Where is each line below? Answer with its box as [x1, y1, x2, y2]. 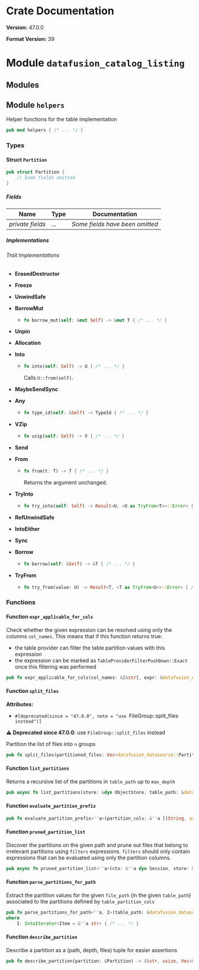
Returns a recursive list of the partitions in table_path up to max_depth [6, 777, 176, 785]
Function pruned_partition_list [6, 828, 86, 836]
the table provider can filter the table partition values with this [14, 644, 165, 651]
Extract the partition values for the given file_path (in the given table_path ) [6, 892, 191, 899]
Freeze [14, 281, 33, 289]
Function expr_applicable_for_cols [6, 613, 94, 621]
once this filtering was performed [14, 663, 97, 670]
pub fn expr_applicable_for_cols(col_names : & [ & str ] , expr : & [6, 675, 163, 681]
